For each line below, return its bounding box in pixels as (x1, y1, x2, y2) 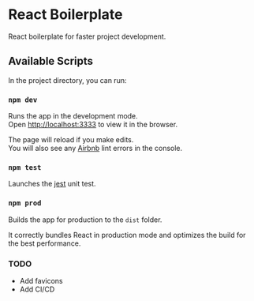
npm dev (8, 95, 38, 104)
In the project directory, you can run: (8, 75, 127, 85)
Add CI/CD (19, 284, 55, 294)
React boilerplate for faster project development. (8, 32, 166, 41)
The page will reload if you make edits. (8, 135, 134, 145)
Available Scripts (8, 55, 93, 68)
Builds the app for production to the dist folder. (8, 215, 162, 224)
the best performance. (8, 239, 81, 248)
